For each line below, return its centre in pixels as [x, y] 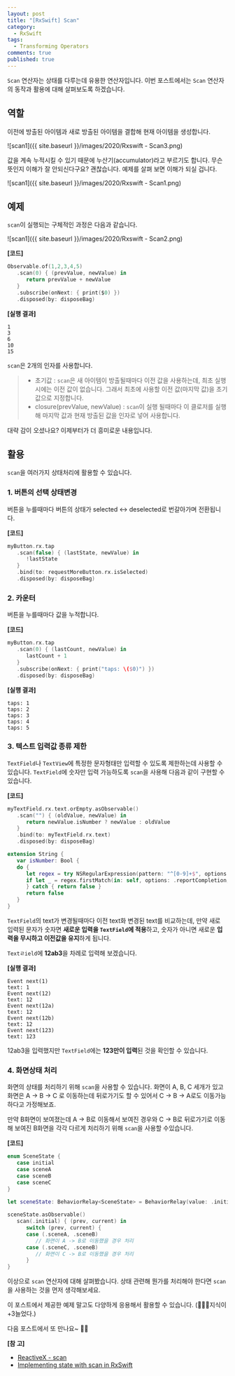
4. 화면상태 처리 [32, 1070]
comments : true [29, 53]
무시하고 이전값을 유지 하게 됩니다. [65, 938]
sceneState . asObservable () [47, 1215]
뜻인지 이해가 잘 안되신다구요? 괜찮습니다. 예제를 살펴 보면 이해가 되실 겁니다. [112, 168]
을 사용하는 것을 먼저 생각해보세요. [54, 1290]
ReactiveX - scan [42, 1358]
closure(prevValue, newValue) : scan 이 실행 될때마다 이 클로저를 [124, 406]
